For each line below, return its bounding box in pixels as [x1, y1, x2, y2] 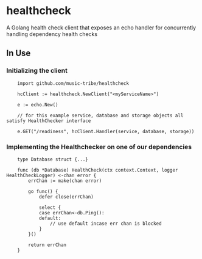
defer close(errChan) [38, 194, 94, 200]
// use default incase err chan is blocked [49, 221, 162, 227]
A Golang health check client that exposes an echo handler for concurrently [6, 24, 197, 31]
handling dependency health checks [6, 30, 98, 37]
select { [38, 204, 61, 211]
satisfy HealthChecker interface [6, 117, 91, 124]
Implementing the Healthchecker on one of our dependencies [6, 142, 192, 151]
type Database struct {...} [17, 156, 88, 162]
